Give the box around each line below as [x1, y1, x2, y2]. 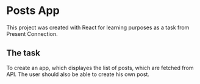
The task [6, 48, 41, 58]
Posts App [6, 4, 60, 18]
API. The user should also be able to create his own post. [6, 71, 149, 78]
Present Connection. [6, 30, 58, 37]
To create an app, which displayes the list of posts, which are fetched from [6, 64, 194, 71]
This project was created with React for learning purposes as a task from [6, 24, 190, 31]
